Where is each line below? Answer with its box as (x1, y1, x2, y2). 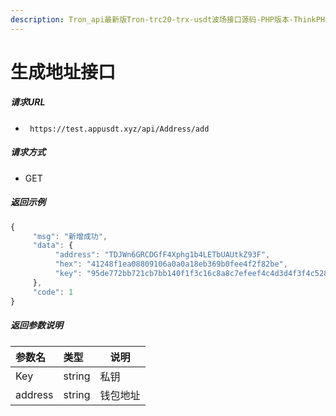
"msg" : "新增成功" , (32, 231, 108, 241)
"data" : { (32, 241, 74, 251)
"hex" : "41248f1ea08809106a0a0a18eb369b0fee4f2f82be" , (54, 259, 288, 270)
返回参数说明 (10, 319, 63, 331)
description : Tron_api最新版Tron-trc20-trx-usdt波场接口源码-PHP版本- (10, 14, 294, 25)
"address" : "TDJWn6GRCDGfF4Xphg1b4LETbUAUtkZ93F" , (54, 250, 271, 260)
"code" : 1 (32, 287, 74, 297)
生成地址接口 (10, 61, 117, 83)
